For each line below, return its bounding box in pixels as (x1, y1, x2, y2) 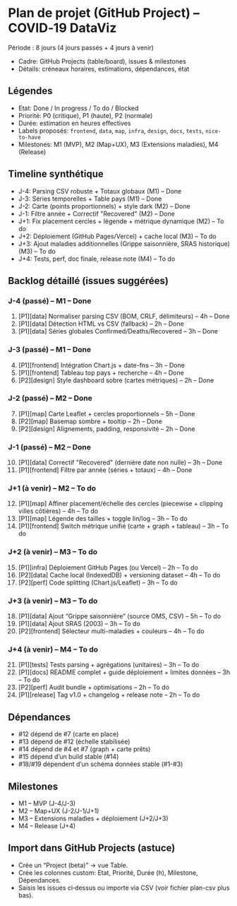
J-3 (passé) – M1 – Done (8, 345, 91, 355)
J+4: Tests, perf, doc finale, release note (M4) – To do (18, 254, 176, 263)
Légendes (8, 85, 53, 97)
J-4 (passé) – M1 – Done (8, 295, 92, 305)
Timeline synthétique (8, 168, 104, 180)
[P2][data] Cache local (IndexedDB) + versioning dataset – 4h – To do (18, 570, 221, 579)
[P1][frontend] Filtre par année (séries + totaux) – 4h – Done (18, 466, 193, 474)
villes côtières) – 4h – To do (18, 507, 98, 515)
